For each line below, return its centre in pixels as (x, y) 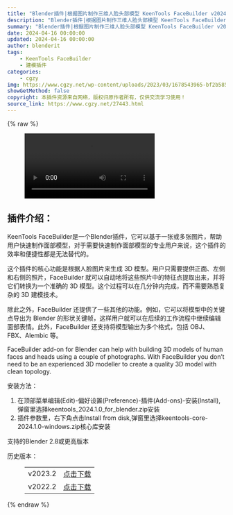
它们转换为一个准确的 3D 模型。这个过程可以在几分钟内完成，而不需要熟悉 (113, 286)
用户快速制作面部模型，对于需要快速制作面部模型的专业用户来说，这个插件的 (116, 245)
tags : (15, 53)
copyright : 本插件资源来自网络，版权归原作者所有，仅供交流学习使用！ (96, 98)
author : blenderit (34, 46)
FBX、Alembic (28, 335)
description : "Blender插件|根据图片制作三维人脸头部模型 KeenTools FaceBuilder (117, 20)
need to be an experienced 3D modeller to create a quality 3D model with (112, 364)
